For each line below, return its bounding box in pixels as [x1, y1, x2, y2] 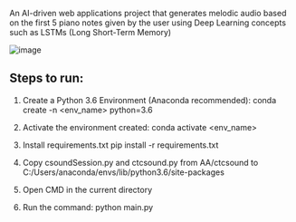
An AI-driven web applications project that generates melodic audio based [9, 8, 287, 18]
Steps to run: [9, 71, 84, 86]
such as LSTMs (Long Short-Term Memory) [9, 27, 172, 37]
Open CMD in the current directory [22, 184, 153, 195]
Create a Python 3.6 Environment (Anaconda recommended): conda [22, 94, 277, 105]
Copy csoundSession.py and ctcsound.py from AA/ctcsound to [22, 157, 259, 168]
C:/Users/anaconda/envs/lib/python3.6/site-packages [22, 167, 224, 178]
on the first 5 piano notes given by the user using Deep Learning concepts [9, 17, 287, 28]
